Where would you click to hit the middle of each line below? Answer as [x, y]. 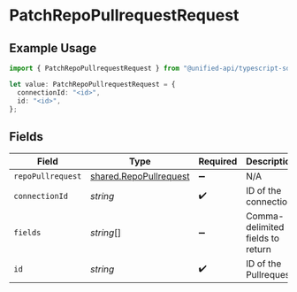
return [259, 250]
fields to [263, 238]
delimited [265, 227]
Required [218, 162]
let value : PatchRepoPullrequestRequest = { [92, 84]
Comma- [265, 216]
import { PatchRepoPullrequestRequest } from [94, 68]
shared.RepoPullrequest [140, 176]
